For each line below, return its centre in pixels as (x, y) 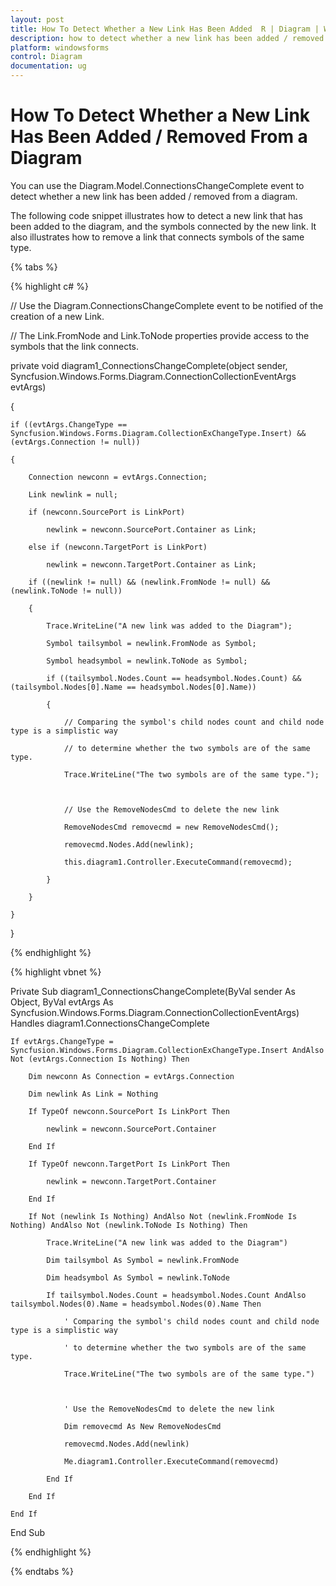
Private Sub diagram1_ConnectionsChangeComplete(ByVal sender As (153, 991)
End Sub (28, 1532)
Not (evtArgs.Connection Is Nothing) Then (100, 1059)
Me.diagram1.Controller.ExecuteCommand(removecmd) (171, 1461)
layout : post (37, 19)
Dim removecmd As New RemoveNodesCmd (142, 1426)
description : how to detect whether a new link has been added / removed (167, 38)
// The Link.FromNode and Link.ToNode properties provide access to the (160, 335)
